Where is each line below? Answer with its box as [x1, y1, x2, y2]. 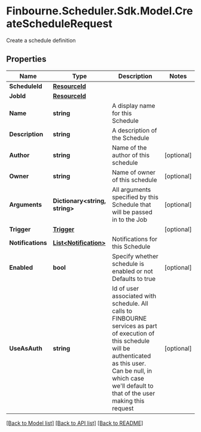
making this [112, 397, 145, 405]
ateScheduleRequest [6, 17, 112, 31]
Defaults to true [112, 274, 156, 283]
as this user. [112, 359, 147, 367]
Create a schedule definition [6, 37, 76, 44]
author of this [112, 151, 150, 159]
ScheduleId [9, 82, 42, 90]
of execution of [112, 329, 155, 337]
